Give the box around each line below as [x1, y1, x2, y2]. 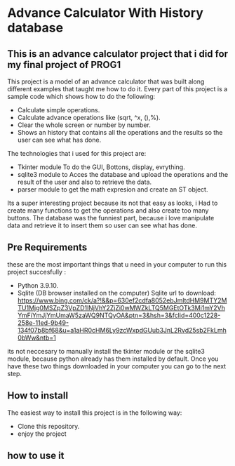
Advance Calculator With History [7, 5, 203, 21]
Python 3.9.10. [17, 281, 58, 289]
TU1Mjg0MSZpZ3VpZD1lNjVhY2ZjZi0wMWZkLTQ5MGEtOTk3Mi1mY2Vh [17, 303, 226, 312]
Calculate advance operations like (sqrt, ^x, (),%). [17, 114, 161, 121]
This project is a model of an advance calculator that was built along [7, 77, 205, 86]
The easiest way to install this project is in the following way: [7, 408, 182, 417]
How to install [7, 390, 69, 401]
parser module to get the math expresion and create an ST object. [17, 185, 208, 194]
